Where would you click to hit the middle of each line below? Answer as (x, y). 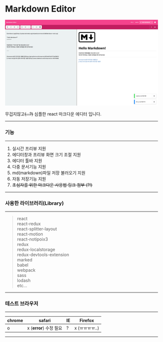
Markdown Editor (41, 9)
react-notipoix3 (33, 239)
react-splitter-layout (37, 229)
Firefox (87, 320)
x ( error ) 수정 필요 (45, 328)
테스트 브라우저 (22, 303)
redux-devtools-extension (43, 255)
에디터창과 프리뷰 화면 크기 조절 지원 (46, 154)
